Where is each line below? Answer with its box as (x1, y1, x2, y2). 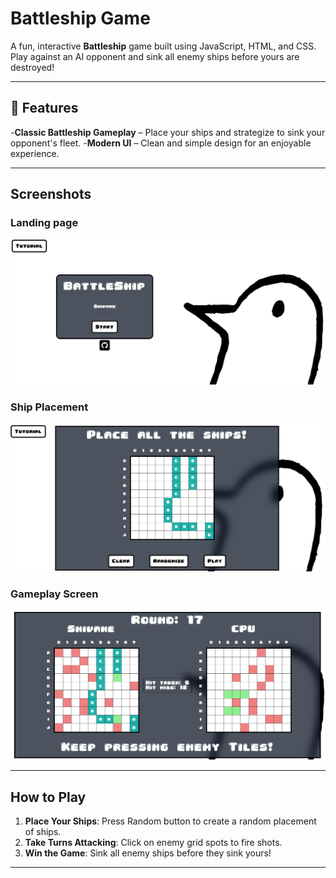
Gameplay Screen (10, 587, 99, 601)
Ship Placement (10, 400, 89, 414)
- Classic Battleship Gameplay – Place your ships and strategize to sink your (10, 126, 326, 138)
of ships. (24, 826, 62, 838)
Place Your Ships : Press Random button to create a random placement (24, 815, 317, 827)
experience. (10, 147, 60, 159)
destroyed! (10, 61, 55, 73)
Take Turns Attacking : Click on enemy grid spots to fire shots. (24, 837, 283, 849)
